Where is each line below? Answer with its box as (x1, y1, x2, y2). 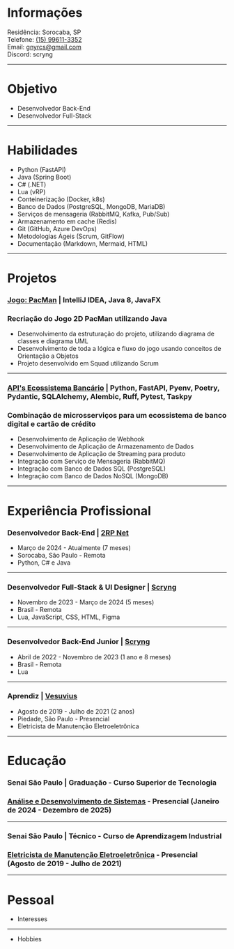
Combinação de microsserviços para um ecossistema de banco (7, 411, 227, 421)
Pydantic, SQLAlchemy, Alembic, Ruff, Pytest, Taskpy (7, 392, 193, 402)
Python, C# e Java (17, 558, 71, 567)
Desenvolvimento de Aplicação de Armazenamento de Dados (17, 442, 194, 450)
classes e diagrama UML (17, 337, 88, 345)
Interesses (17, 915, 47, 923)
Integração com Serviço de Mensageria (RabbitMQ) (17, 457, 166, 466)
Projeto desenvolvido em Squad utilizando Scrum (17, 359, 159, 368)
